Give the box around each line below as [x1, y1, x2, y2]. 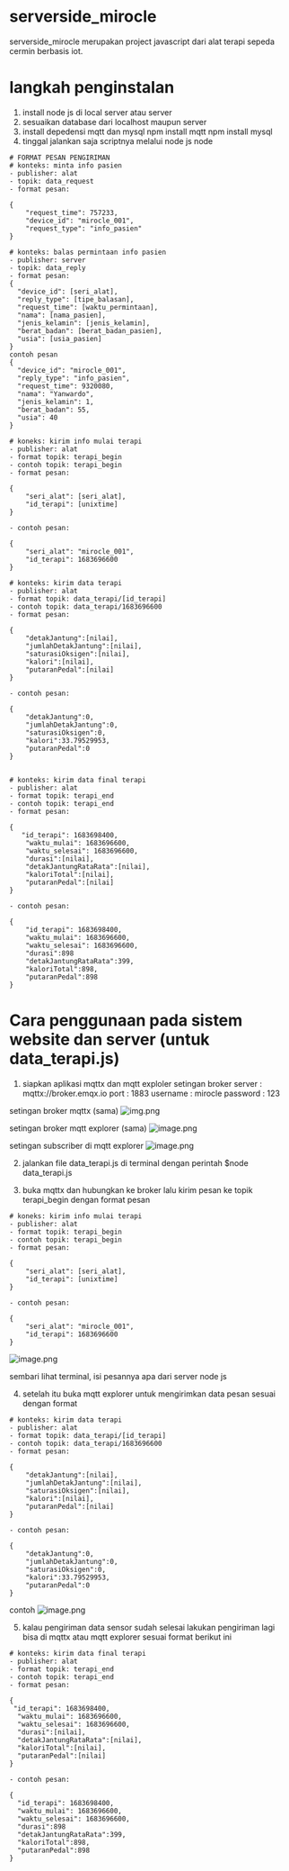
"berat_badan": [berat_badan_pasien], [17, 326, 163, 335]
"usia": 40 [17, 412, 58, 422]
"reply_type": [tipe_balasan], [17, 294, 135, 303]
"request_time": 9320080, [17, 381, 115, 391]
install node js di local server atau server [22, 106, 172, 118]
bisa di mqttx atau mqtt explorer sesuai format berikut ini [22, 1631, 232, 1642]
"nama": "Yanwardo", [17, 389, 94, 398]
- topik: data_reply [9, 263, 87, 272]
